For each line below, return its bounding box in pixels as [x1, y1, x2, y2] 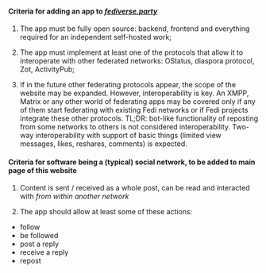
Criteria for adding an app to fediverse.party [8, 6, 158, 16]
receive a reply [19, 248, 69, 257]
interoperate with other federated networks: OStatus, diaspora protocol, [19, 56, 255, 66]
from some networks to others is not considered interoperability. [19, 122, 231, 132]
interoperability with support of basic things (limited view [35, 131, 222, 140]
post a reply [19, 239, 60, 249]
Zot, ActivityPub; [19, 64, 75, 75]
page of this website [8, 165, 77, 175]
